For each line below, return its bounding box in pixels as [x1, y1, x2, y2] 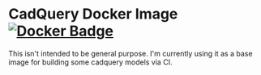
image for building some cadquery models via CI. [8, 57, 173, 67]
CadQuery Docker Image [8, 5, 178, 23]
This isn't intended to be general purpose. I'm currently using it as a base [8, 48, 253, 58]
